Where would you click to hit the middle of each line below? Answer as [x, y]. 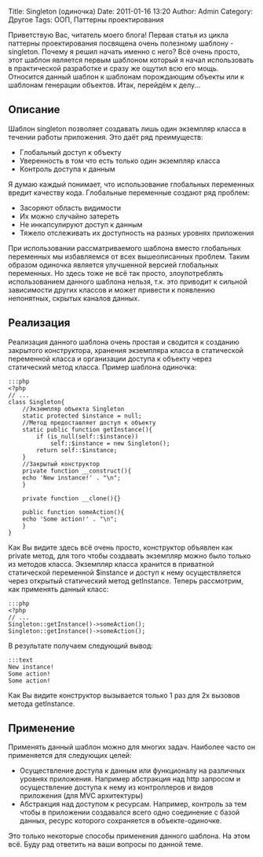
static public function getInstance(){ [88, 429]
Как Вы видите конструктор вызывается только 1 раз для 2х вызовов [124, 695]
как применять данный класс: [58, 589]
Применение [42, 728]
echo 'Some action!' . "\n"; [70, 519]
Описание [34, 110]
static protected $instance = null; [82, 416]
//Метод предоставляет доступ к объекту [89, 423]
